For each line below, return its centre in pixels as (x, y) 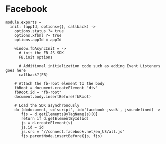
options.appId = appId (38, 40)
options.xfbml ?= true (38, 35)
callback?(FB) (33, 75)
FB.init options (35, 57)
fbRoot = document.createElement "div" (56, 88)
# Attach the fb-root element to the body (59, 83)
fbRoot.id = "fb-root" (38, 92)
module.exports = (23, 22)
